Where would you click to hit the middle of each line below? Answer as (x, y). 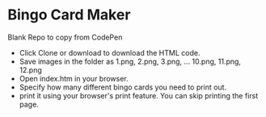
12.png (30, 69)
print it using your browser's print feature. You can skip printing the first (139, 95)
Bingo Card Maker (69, 15)
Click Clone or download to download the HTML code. (110, 52)
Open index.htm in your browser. (74, 78)
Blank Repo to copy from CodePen (65, 37)
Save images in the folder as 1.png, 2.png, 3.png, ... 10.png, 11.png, (130, 61)
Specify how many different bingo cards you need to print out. (123, 87)
